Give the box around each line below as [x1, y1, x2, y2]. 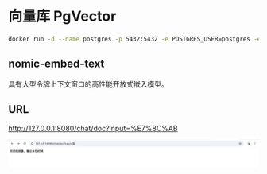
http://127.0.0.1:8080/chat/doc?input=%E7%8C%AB [8, 124, 178, 133]
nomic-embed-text [8, 57, 105, 71]
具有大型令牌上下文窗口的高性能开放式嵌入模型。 [8, 79, 168, 88]
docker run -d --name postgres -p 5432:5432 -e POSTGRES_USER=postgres [8, 35, 250, 43]
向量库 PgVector [8, 7, 117, 25]
